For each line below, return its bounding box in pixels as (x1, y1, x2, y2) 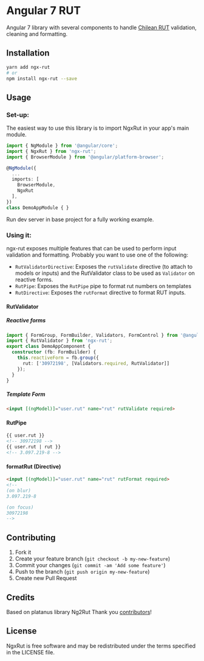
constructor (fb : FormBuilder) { (12, 349, 97, 355)
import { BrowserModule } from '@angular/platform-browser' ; (6, 154, 165, 160)
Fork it (15, 549, 32, 556)
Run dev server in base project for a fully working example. (6, 216, 154, 223)
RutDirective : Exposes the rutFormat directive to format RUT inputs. (15, 289, 186, 296)
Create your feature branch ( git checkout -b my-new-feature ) (15, 555, 171, 562)
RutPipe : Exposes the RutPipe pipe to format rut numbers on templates (15, 282, 192, 289)
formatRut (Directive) (6, 462, 61, 470)
